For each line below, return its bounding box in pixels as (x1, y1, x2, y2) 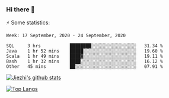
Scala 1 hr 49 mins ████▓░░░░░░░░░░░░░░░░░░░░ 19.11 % (6, 53, 163, 60)
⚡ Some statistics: (6, 19, 50, 26)
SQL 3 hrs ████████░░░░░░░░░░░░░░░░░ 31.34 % (6, 43, 163, 49)
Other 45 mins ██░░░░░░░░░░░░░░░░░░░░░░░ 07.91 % (6, 64, 163, 70)
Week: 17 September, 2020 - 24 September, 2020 (6, 32, 126, 39)
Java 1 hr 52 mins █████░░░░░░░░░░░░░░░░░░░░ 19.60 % (6, 48, 163, 54)
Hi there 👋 (6, 5, 36, 14)
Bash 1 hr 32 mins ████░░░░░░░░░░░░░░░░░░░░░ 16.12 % (6, 58, 163, 64)
